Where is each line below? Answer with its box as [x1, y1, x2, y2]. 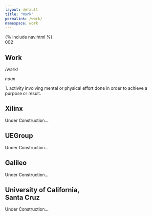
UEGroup [5, 132, 33, 140]
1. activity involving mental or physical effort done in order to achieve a [5, 85, 148, 91]
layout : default [5, 7, 38, 12]
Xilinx [5, 104, 23, 113]
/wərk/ [5, 66, 19, 72]
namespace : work [5, 20, 38, 26]
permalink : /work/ [5, 16, 43, 21]
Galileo [5, 159, 27, 167]
